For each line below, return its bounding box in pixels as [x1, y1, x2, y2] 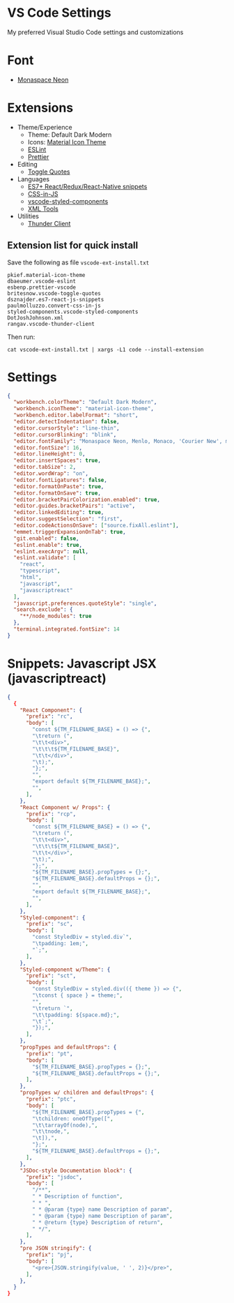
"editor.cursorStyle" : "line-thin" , [13, 424, 120, 432]
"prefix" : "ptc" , [25, 1096, 77, 1103]
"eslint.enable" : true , [13, 541, 82, 548]
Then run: [7, 333, 36, 341]
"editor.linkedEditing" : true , [13, 509, 104, 516]
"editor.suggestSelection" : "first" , [13, 515, 123, 522]
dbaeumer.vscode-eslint [7, 278, 77, 285]
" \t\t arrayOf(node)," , [32, 1122, 98, 1129]
